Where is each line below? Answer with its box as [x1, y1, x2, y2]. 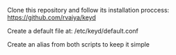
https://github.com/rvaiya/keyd [7, 13, 96, 22]
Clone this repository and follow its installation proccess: [7, 6, 170, 14]
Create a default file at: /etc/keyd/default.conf [7, 27, 139, 35]
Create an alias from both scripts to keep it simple [7, 40, 150, 48]
